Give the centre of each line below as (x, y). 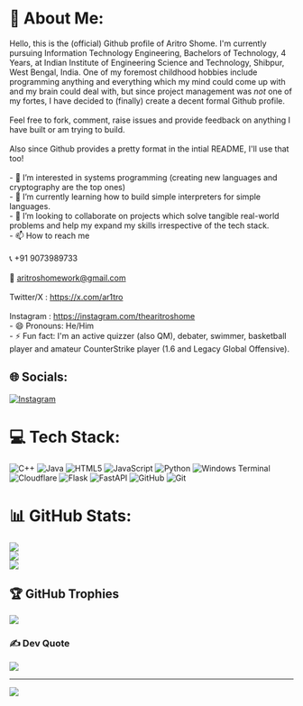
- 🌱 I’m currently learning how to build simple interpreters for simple (135, 197)
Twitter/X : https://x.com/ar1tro (66, 297)
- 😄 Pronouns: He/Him (52, 325)
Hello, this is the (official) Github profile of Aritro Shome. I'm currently (138, 43)
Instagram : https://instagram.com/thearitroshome (102, 316)
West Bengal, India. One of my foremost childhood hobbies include (133, 72)
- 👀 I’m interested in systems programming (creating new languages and (143, 177)
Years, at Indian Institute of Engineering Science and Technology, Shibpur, (147, 62)
